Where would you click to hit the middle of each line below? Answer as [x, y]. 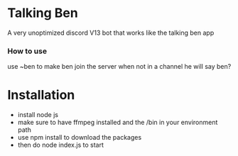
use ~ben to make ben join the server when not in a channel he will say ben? [119, 67]
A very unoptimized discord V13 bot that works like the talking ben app [111, 33]
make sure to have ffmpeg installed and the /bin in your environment [118, 123]
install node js [38, 115]
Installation [41, 95]
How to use [27, 51]
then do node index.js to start [61, 145]
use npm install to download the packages [80, 138]
